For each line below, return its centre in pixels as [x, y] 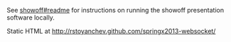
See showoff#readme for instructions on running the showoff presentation [116, 10]
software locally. [31, 17]
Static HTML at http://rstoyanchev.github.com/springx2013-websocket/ [111, 31]
